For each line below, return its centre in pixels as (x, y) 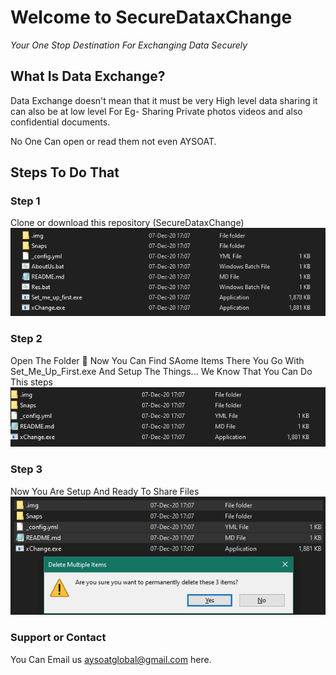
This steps (31, 382)
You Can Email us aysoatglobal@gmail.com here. (111, 659)
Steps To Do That (65, 172)
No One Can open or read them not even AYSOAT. (113, 141)
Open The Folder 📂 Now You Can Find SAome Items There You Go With (157, 360)
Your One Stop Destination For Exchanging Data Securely (129, 45)
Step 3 (26, 469)
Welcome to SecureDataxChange (151, 17)
